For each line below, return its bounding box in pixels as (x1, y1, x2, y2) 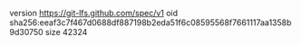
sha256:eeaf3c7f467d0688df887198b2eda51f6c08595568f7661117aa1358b (9, 17, 292, 28)
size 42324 (44, 27, 88, 37)
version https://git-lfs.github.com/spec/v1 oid (9, 8, 179, 18)
